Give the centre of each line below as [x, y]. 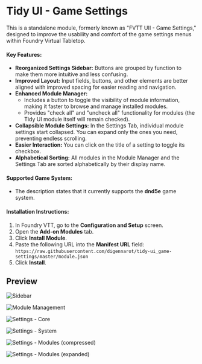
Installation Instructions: [38, 211]
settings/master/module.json [52, 257]
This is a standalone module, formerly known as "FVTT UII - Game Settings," [101, 28]
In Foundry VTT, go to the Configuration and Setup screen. [89, 225]
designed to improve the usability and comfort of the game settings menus [99, 34]
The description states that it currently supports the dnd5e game [96, 191]
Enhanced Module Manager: [51, 94]
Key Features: [24, 54]
